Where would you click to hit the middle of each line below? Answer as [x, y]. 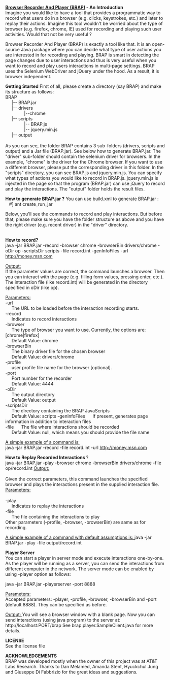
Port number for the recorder [42, 378]
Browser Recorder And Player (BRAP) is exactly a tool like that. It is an [78, 44]
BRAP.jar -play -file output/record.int [44, 543]
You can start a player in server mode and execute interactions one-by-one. [84, 558]
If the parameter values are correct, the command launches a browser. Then [85, 271]
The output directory [33, 395]
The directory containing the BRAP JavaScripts [61, 411]
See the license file [25, 646]
